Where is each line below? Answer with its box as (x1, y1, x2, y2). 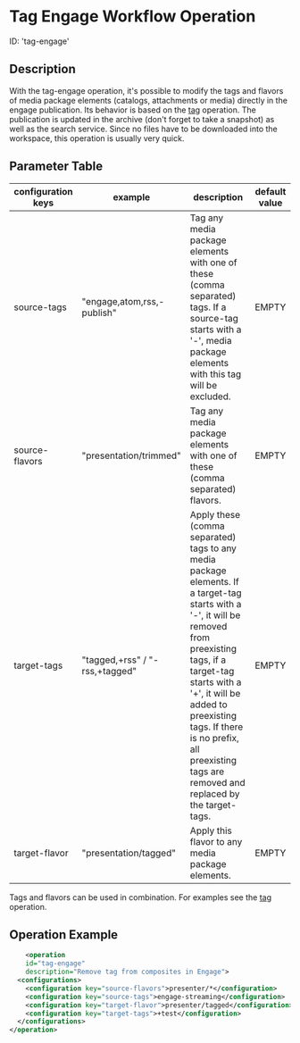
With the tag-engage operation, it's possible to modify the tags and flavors (9, 85, 284, 96)
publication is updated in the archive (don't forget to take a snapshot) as (9, 113, 275, 124)
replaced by (189, 788, 240, 800)
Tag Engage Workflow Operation (9, 6, 256, 27)
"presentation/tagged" (81, 847, 177, 859)
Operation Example (9, 927, 119, 942)
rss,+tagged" (81, 664, 137, 677)
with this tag (189, 368, 242, 380)
